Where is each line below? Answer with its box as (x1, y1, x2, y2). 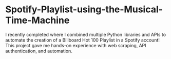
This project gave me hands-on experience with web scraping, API (5, 42, 146, 48)
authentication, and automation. (5, 48, 73, 54)
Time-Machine (5, 14, 70, 26)
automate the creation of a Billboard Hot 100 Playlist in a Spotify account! (5, 37, 160, 43)
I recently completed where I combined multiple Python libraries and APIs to (5, 31, 166, 37)
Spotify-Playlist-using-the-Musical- (5, 4, 163, 15)
